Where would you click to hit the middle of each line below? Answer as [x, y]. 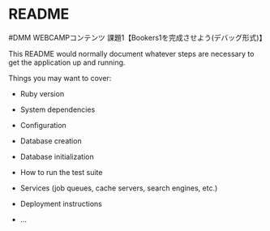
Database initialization [57, 156]
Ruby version [42, 93]
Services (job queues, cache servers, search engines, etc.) [119, 188]
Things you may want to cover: [60, 78]
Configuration [43, 125]
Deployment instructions [61, 203]
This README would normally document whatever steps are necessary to [131, 53]
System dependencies [58, 109]
